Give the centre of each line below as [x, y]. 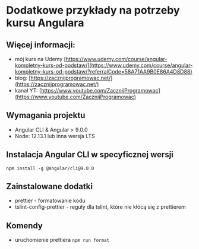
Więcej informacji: [41, 45]
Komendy [24, 226]
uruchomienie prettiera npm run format [62, 240]
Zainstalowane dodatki [50, 186]
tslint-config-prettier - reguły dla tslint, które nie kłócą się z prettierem [100, 207]
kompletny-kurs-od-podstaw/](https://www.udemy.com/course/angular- [104, 65]
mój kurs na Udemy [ [40, 59]
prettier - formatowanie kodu [50, 201]
